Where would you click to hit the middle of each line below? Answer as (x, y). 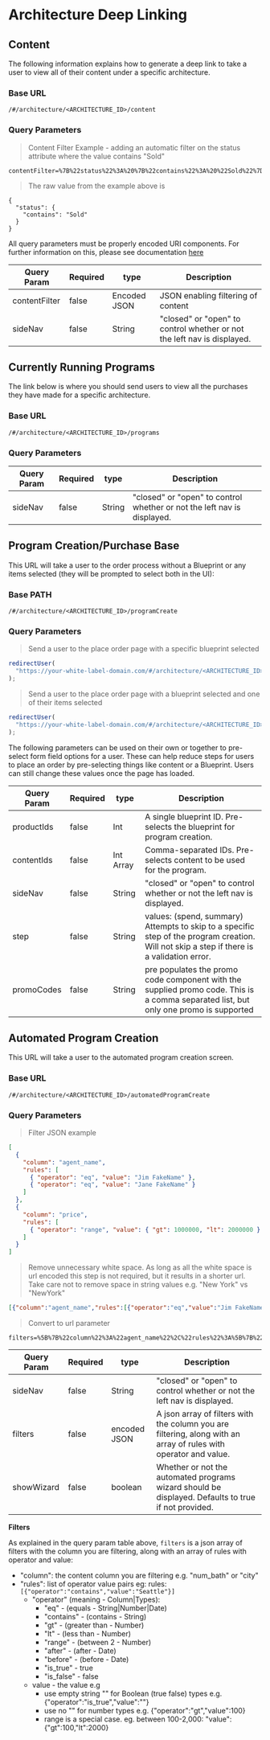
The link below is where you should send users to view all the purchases (128, 387)
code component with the (193, 979)
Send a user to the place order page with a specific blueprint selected (143, 649)
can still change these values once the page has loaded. (102, 773)
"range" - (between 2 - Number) (98, 1643)
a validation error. (178, 956)
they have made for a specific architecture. (80, 395)
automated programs (196, 1477)
